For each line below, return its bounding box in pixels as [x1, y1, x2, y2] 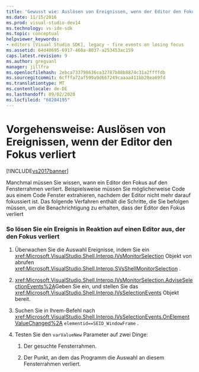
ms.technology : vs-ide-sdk [6, 25, 73, 31]
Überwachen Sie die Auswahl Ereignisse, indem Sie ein [14, 246, 150, 253]
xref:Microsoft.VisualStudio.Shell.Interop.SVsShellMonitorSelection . [14, 265, 181, 272]
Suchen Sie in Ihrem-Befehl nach [14, 307, 95, 314]
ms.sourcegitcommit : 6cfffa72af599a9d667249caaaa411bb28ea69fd [6, 75, 166, 81]
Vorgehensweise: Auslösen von [6, 122, 166, 136]
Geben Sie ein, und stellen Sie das [55, 282, 139, 290]
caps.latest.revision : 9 [6, 53, 68, 59]
